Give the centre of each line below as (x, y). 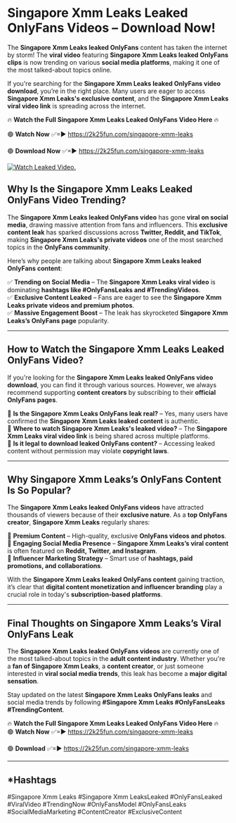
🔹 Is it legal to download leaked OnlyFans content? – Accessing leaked (111, 443)
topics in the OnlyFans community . (59, 247)
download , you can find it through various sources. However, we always (112, 384)
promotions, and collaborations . (55, 566)
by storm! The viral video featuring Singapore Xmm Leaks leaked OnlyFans (118, 55)
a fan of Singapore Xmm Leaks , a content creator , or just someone (105, 666)
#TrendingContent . (36, 710)
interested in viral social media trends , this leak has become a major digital (117, 674)
